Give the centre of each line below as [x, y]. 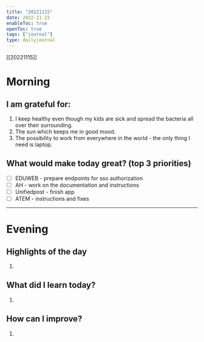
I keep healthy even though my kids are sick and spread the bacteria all [104, 119]
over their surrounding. [44, 125]
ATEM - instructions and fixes [52, 199]
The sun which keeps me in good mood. [65, 132]
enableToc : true [27, 23]
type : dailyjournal [31, 40]
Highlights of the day [46, 251]
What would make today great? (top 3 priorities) [99, 163]
